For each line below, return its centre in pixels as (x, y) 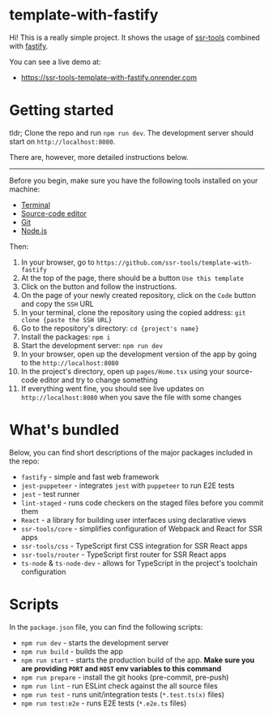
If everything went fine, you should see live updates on (113, 388)
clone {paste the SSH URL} (66, 320)
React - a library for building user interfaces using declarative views (134, 520)
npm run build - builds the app (72, 651)
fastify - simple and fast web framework (90, 477)
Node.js (34, 231)
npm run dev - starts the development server (95, 642)
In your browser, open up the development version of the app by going (139, 354)
